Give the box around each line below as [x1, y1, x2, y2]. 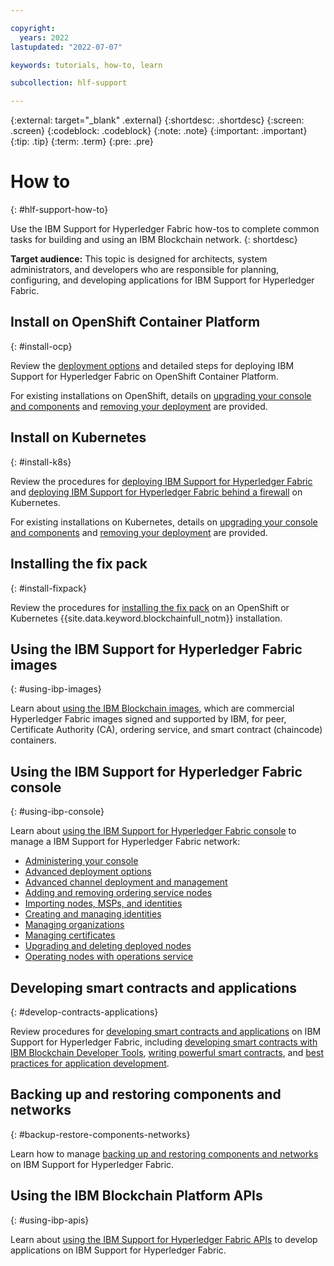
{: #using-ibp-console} [10, 806, 105, 818]
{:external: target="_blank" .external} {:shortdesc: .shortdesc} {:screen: [10, 114, 305, 126]
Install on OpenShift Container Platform [10, 314, 261, 331]
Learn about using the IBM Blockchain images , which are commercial [10, 702, 295, 715]
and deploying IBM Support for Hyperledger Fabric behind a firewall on [10, 486, 303, 498]
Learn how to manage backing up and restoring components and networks [10, 1147, 319, 1160]
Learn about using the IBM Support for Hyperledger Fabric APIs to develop [10, 1233, 318, 1245]
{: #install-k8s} [10, 456, 72, 468]
